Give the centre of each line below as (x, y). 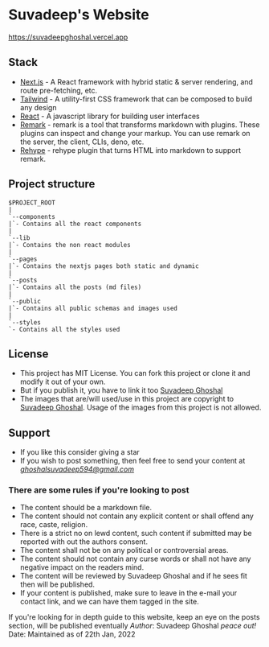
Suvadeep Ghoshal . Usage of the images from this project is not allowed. (141, 407)
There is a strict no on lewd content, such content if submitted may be (136, 534)
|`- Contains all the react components (75, 224)
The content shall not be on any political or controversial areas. (124, 550)
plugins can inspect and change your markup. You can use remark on (135, 133)
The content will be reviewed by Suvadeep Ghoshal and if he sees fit (133, 576)
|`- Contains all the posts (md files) (75, 287)
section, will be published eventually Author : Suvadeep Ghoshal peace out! (132, 626)
